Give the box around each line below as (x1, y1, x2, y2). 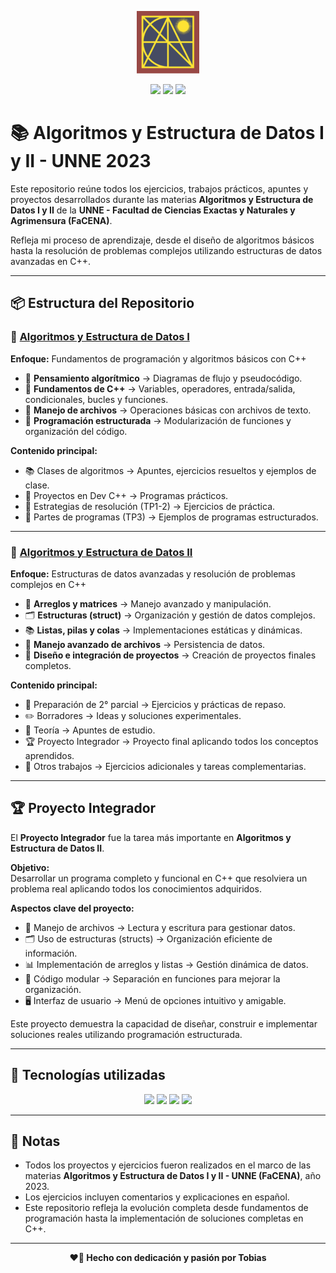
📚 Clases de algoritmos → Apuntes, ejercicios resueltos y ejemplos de (24, 464, 317, 476)
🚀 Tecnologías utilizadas (10, 1067, 166, 1084)
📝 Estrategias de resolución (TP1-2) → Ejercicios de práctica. (24, 500, 276, 512)
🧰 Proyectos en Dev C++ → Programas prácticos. (24, 489, 229, 501)
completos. (24, 659, 72, 671)
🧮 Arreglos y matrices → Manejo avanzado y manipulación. (24, 597, 272, 610)
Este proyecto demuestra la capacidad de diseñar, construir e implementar (10, 1017, 318, 1030)
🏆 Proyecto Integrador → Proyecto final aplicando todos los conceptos (24, 735, 319, 747)
